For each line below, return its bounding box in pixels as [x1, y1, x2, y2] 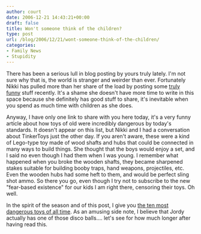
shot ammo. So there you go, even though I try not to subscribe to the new [6, 177, 191, 184]
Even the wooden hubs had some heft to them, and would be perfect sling [6, 170, 190, 178]
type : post [6, 31, 34, 37]
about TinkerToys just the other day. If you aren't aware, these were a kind [6, 133, 190, 140]
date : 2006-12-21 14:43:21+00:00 [6, 14, 90, 20]
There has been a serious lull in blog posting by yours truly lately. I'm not [6, 70, 186, 77]
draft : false [6, 20, 39, 26]
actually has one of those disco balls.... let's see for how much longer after [6, 214, 191, 221]
